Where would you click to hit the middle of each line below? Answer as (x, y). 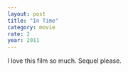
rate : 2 (19, 34)
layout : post (27, 14)
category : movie (31, 27)
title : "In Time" (33, 21)
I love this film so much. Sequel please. (65, 61)
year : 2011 (23, 41)
